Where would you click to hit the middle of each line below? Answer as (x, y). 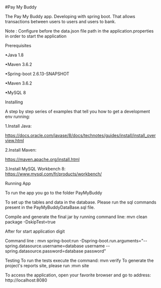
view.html (15, 141)
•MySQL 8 (15, 93)
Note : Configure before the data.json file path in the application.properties (79, 31)
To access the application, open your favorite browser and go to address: (78, 275)
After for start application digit (35, 231)
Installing (14, 102)
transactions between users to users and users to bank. (60, 22)
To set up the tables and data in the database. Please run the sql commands (81, 202)
